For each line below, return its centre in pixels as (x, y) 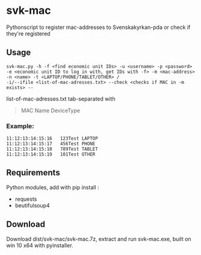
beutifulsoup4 (32, 205)
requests (26, 199)
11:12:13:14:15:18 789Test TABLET (52, 149)
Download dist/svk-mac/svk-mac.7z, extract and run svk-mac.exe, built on (99, 239)
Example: (20, 126)
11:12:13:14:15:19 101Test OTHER (51, 154)
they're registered (28, 33)
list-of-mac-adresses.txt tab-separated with (61, 99)
